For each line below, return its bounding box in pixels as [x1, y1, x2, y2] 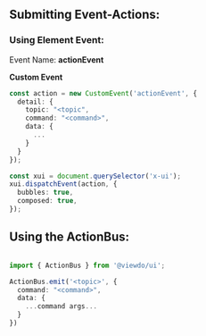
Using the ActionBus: [9, 230, 130, 245]
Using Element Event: [9, 34, 104, 46]
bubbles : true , [17, 188, 74, 197]
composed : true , [17, 197, 78, 206]
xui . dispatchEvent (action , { [9, 180, 118, 189]
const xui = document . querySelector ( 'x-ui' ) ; [9, 172, 181, 181]
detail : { [17, 97, 54, 106]
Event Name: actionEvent [9, 54, 104, 65]
